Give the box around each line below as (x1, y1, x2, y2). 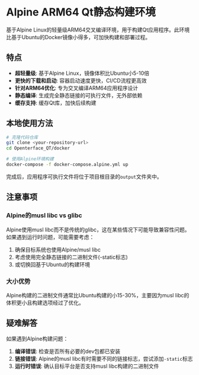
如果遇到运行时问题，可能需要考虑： (6, 233, 95, 240)
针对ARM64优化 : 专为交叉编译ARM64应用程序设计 (14, 84, 139, 91)
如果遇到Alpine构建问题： (6, 335, 69, 342)
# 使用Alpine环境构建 (6, 156, 54, 162)
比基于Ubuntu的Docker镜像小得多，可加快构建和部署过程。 (6, 33, 151, 40)
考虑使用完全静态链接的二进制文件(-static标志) (14, 253, 129, 260)
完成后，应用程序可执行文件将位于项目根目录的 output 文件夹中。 (6, 173, 162, 180)
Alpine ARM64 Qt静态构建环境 (6, 5, 156, 19)
